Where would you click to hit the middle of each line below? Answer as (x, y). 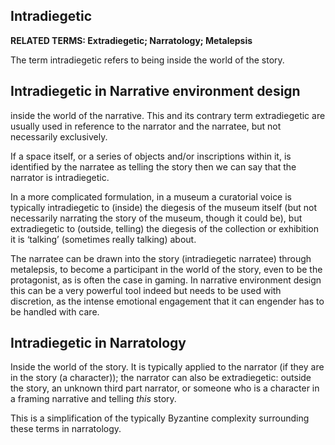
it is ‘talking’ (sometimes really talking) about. (103, 239)
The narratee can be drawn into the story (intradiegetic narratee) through (161, 258)
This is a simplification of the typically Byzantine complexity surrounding (160, 418)
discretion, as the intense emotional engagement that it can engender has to (167, 301)
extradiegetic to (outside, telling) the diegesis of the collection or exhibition (164, 228)
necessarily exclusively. (59, 136)
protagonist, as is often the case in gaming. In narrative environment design (166, 280)
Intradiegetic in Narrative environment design (155, 91)
